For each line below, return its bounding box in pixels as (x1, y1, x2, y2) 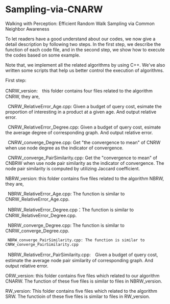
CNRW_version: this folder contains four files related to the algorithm (5, 88, 153, 94)
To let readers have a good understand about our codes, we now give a (5, 36, 156, 42)
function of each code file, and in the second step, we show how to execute (5, 46, 165, 53)
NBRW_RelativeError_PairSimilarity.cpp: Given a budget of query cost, (7, 251, 158, 258)
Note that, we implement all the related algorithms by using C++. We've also (5, 62, 165, 68)
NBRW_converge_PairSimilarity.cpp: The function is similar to (7, 237, 145, 243)
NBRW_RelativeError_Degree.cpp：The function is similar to (7, 207, 134, 213)
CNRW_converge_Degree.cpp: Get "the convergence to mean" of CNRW (7, 139, 161, 145)
